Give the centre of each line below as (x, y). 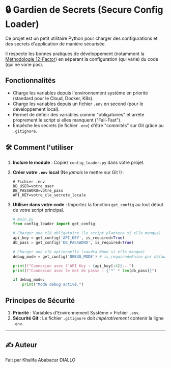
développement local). (36, 109)
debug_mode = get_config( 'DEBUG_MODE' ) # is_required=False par (82, 256)
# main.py (23, 219)
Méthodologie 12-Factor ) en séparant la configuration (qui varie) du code (82, 59)
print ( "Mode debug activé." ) (53, 285)
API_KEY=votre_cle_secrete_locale (49, 195)
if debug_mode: (29, 280)
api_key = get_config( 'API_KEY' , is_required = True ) (68, 238)
